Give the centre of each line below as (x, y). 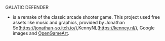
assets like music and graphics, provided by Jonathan (69, 23)
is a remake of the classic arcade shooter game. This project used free (86, 17)
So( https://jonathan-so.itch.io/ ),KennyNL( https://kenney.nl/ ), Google (84, 28)
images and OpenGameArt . (41, 33)
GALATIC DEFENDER (27, 7)
